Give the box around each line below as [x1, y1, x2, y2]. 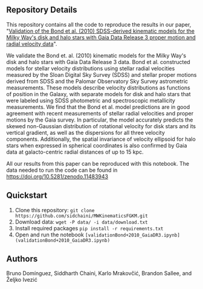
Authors [6, 254, 38, 264]
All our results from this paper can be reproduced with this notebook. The [6, 160, 189, 167]
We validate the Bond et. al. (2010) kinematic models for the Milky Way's [6, 51, 186, 59]
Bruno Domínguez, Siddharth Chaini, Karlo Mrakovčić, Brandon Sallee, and [6, 270, 192, 277]
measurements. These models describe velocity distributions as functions [6, 84, 190, 91]
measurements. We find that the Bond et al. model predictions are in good [6, 103, 190, 111]
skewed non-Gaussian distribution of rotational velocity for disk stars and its [6, 122, 196, 129]
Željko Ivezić [6, 276, 37, 284]
